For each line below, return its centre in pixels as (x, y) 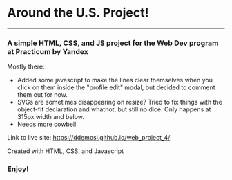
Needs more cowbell (47, 124)
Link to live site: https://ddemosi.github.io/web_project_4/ (89, 138)
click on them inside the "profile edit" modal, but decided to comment (116, 87)
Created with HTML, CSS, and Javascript (66, 151)
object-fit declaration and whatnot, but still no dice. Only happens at (114, 109)
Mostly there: (26, 66)
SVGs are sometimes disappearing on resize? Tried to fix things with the (119, 102)
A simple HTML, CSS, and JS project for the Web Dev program (113, 43)
